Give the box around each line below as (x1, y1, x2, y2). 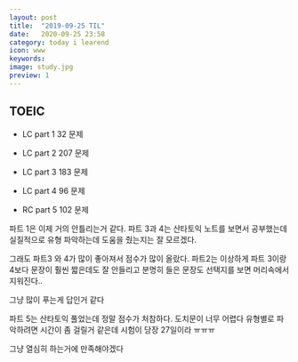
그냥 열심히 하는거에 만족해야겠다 (9, 343, 125, 354)
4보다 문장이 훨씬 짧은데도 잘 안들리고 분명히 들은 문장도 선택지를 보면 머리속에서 (9, 264, 290, 275)
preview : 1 (9, 71, 50, 80)
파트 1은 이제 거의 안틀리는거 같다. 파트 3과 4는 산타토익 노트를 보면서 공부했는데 (9, 223, 287, 234)
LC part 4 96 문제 (21, 185, 86, 196)
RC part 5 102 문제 (21, 204, 89, 214)
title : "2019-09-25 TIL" (9, 21, 105, 30)
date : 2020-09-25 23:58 (9, 29, 105, 38)
